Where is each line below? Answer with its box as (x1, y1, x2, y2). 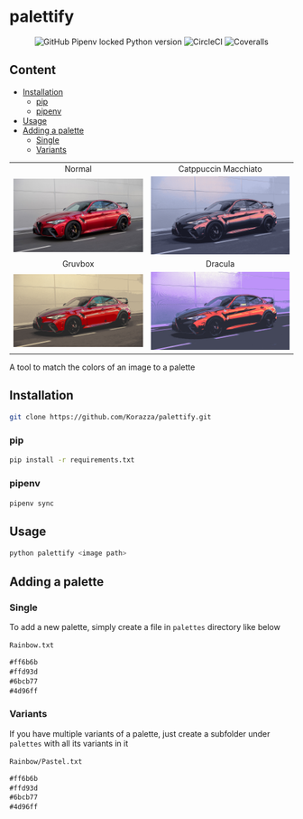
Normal (64, 163, 92, 174)
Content (9, 62, 57, 78)
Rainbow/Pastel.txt (9, 757, 83, 766)
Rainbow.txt (9, 640, 54, 650)
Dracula (206, 259, 235, 269)
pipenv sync (9, 499, 54, 508)
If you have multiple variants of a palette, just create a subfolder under (9, 728, 271, 739)
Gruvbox (61, 259, 95, 269)
